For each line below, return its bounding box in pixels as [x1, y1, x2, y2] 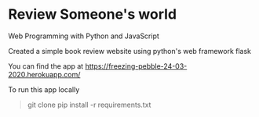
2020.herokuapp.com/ [8, 69, 81, 79]
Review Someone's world [8, 5, 177, 23]
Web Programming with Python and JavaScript [8, 31, 159, 41]
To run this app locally [8, 84, 80, 94]
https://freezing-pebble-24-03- [85, 61, 188, 71]
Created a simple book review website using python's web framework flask [8, 46, 252, 55]
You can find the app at [8, 61, 84, 71]
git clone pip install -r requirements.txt [27, 100, 151, 109]
